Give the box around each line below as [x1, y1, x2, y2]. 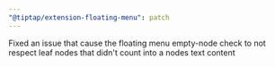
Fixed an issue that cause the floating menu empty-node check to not [8, 38, 266, 48]
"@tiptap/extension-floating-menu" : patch [8, 13, 170, 22]
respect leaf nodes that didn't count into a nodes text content [8, 46, 235, 58]
